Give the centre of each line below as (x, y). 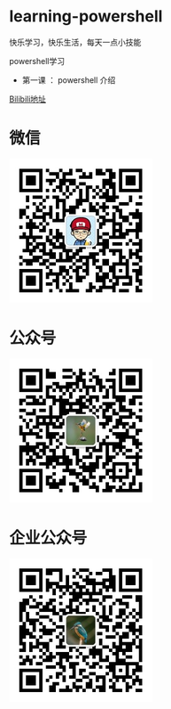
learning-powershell (86, 16)
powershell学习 (37, 61)
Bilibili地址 (28, 99)
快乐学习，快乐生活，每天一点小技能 (75, 42)
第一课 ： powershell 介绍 (69, 80)
